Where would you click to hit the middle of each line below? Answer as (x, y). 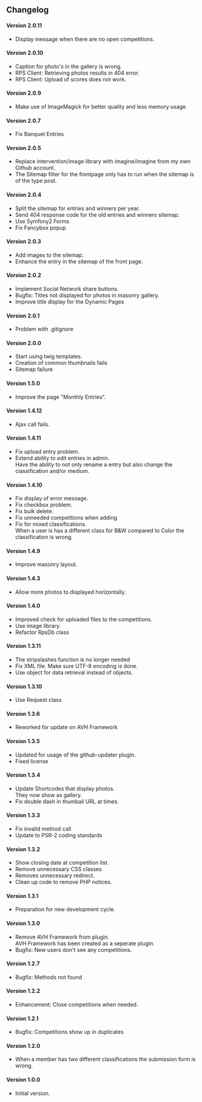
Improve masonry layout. (46, 565)
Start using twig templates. (49, 356)
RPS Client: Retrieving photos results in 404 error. (77, 73)
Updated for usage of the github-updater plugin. (76, 755)
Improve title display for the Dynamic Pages (69, 302)
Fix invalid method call (43, 829)
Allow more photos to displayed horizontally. (70, 592)
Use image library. (38, 625)
